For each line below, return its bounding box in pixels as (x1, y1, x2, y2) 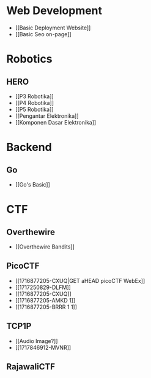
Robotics (6, 52, 53, 66)
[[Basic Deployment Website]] (15, 24, 91, 31)
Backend (6, 141, 52, 154)
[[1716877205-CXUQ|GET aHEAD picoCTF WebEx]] (15, 277, 145, 284)
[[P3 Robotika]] (15, 93, 54, 100)
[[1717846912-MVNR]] (15, 344, 72, 351)
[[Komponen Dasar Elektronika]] (15, 118, 97, 126)
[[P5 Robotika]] (15, 106, 54, 113)
